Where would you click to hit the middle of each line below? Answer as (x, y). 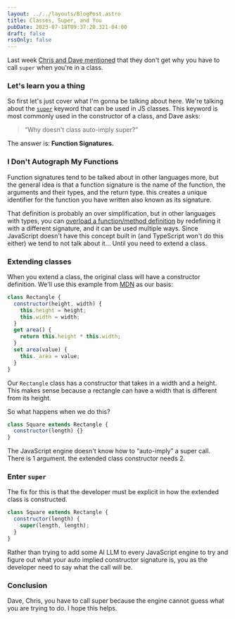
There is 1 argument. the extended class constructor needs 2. (96, 458)
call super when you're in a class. (55, 68)
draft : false (26, 33)
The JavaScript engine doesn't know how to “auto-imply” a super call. (109, 451)
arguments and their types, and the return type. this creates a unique (107, 192)
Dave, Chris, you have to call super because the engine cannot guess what (116, 601)
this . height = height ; (53, 310)
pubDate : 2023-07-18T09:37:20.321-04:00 (68, 27)
